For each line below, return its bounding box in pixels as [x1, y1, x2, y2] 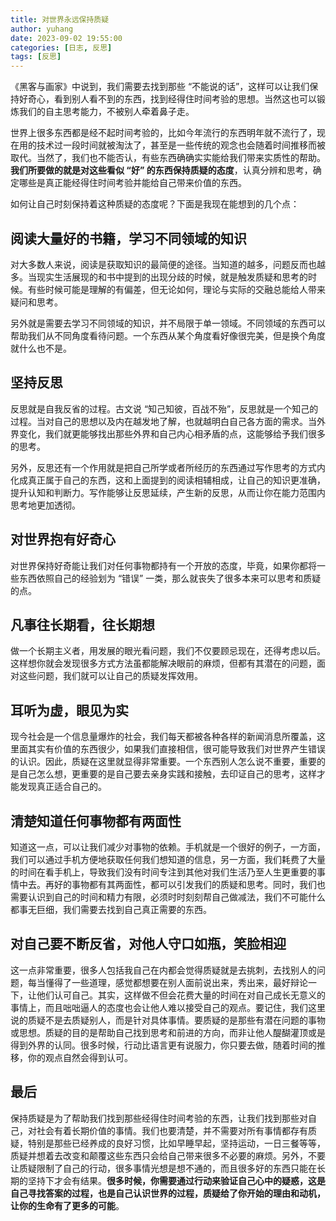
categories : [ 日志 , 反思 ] [10, 42, 113, 53]
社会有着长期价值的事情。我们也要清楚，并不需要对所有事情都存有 [36, 1124, 308, 1136]
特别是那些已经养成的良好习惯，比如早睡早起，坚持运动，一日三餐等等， [27, 1137, 326, 1149]
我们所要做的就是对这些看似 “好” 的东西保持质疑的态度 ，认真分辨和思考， [10, 164, 313, 176]
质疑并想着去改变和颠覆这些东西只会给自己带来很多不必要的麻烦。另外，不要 [10, 1149, 326, 1161]
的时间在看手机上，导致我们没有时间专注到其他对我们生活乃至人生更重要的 [10, 866, 317, 878]
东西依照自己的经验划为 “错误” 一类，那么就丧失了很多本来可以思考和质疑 [18, 572, 322, 584]
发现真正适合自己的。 [18, 781, 107, 793]
